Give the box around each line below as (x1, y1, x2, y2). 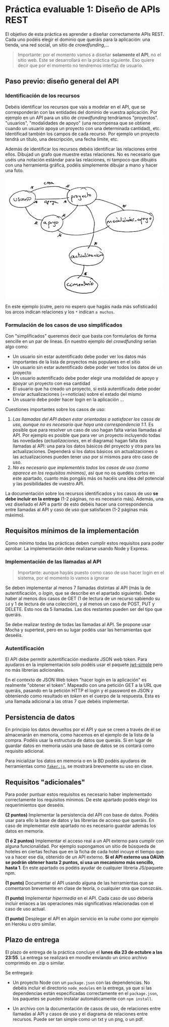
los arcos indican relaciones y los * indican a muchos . (5, 309, 115, 315)
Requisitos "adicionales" (5, 778, 85, 787)
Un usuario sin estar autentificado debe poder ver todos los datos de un (12, 364, 162, 370)
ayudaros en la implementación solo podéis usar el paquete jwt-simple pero (5, 662, 163, 668)
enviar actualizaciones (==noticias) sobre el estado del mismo (12, 391, 142, 397)
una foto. (5, 167, 24, 173)
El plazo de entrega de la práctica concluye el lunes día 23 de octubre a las (5, 949, 162, 955)
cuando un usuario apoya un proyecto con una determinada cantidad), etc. (5, 125, 161, 131)
